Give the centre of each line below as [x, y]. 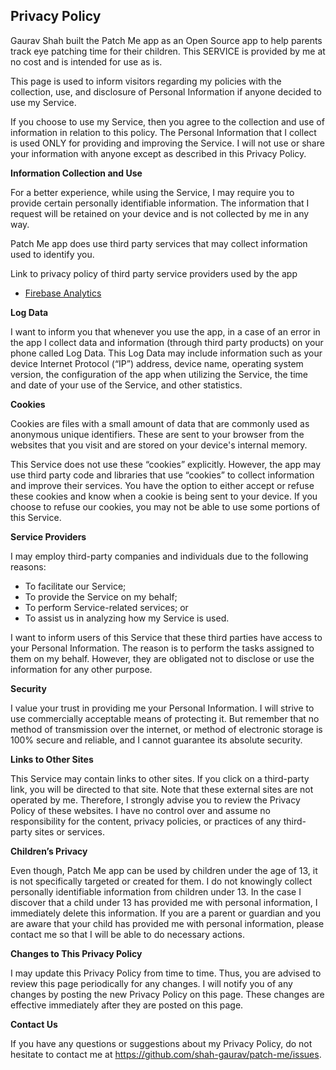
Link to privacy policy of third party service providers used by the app [154, 273]
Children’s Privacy [49, 851]
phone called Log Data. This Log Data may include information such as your [166, 353]
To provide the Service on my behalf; [101, 596]
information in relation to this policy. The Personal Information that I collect [163, 132]
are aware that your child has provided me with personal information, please [167, 923]
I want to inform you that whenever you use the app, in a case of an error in [165, 331]
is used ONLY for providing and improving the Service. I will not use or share [167, 143]
